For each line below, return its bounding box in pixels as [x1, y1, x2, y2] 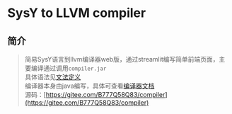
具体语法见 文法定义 [24, 73, 81, 81]
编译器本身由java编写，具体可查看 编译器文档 [24, 81, 155, 90]
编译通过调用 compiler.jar [30, 64, 107, 72]
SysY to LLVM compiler [7, 5, 146, 21]
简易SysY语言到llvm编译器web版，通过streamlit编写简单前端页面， [24, 55, 219, 63]
